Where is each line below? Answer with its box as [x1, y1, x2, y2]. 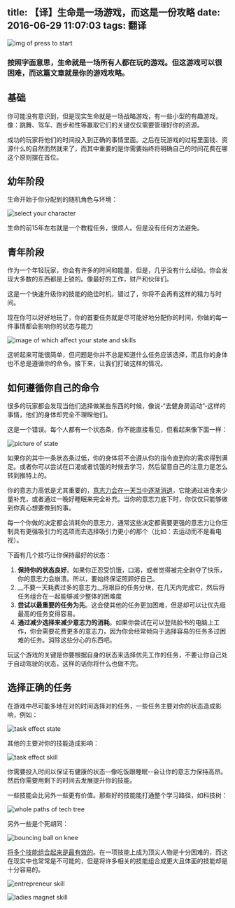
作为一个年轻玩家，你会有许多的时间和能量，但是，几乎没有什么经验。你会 [7, 266, 222, 274]
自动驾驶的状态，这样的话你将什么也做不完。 [13, 659, 142, 667]
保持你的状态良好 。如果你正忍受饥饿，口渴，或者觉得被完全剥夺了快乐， [17, 566, 226, 574]
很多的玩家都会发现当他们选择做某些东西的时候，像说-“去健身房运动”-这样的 [7, 401, 226, 410]
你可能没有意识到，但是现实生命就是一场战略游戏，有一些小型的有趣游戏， [7, 111, 222, 120]
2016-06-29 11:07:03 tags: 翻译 [7, 20, 147, 32]
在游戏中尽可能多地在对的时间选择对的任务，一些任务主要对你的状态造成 [7, 701, 215, 710]
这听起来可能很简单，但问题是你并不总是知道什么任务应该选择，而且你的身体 [7, 351, 228, 359]
